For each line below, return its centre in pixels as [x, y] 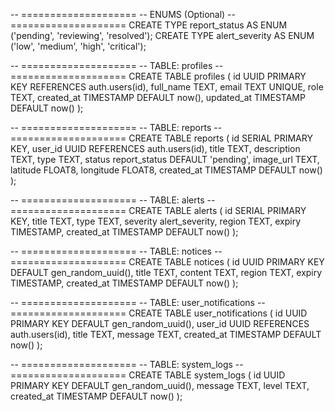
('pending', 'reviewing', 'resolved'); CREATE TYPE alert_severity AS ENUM [162, 35]
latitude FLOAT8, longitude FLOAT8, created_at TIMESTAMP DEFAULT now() [166, 170]
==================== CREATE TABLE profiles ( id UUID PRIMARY [158, 76]
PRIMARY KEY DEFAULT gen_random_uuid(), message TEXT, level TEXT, [160, 385]
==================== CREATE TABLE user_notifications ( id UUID [159, 313]
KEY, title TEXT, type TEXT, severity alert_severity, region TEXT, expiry [156, 221]
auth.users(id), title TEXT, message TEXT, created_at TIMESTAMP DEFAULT [166, 334]
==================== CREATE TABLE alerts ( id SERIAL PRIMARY [158, 210]
